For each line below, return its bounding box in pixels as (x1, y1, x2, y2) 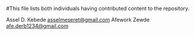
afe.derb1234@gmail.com (6, 23, 69, 29)
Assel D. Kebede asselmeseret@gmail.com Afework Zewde (6, 16, 150, 23)
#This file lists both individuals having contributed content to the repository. (6, 5, 190, 12)
